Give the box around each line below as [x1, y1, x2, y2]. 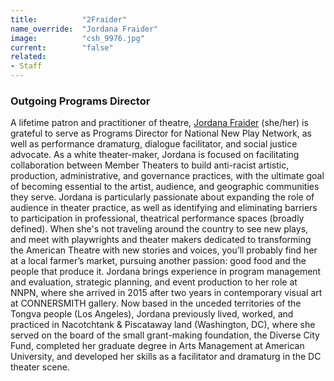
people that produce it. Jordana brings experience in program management [10, 266, 322, 278]
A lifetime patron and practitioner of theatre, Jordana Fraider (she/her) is [10, 117, 309, 129]
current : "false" [10, 42, 114, 53]
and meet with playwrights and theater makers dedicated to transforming [10, 234, 312, 246]
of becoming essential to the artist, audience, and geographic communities [10, 181, 320, 193]
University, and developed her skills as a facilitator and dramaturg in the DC [10, 351, 322, 363]
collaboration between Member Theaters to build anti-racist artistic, [10, 159, 290, 171]
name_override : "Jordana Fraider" [10, 24, 159, 34]
